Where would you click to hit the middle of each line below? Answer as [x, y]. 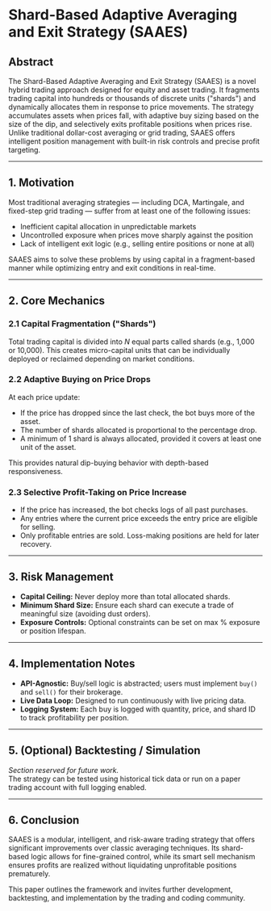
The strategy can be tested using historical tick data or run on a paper [125, 779]
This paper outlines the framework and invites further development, [121, 889]
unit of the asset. [48, 447]
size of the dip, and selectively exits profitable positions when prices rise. [130, 124]
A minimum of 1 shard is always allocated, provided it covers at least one [141, 439]
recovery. [36, 544]
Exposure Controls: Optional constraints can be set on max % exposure [140, 622]
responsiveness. [35, 471]
